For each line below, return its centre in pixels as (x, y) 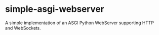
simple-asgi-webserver (55, 9)
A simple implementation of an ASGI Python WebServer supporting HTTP (79, 23)
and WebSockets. (23, 28)
